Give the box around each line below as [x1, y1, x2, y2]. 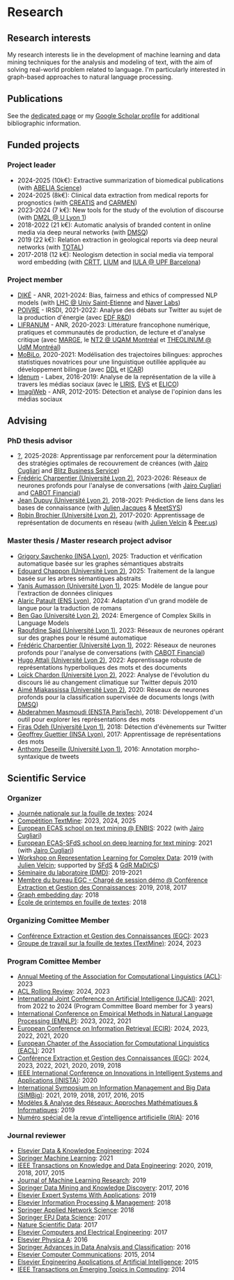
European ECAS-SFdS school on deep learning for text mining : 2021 [17, 839, 212, 847]
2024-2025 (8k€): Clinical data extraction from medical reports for [17, 191, 209, 199]
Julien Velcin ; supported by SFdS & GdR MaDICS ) [17, 861, 160, 869]
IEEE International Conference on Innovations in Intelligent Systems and [17, 1069, 223, 1077]
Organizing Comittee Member [7, 915, 110, 925]
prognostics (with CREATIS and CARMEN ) [17, 198, 138, 207]
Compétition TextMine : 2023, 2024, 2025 [17, 816, 136, 825]
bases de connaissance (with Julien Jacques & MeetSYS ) [17, 503, 183, 512]
